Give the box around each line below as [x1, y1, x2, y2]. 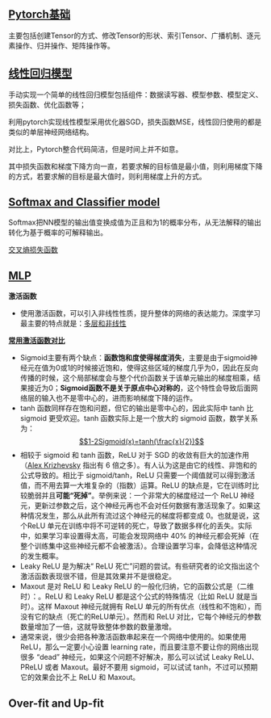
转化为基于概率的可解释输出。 [8, 228, 107, 237]
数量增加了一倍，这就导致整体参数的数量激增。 [19, 622, 176, 632]
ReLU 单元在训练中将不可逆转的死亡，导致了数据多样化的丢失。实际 [27, 521, 252, 531]
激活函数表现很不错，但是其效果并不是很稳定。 [19, 572, 176, 582]
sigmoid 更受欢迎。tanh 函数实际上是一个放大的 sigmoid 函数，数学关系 [19, 414, 258, 423]
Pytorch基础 [8, 7, 71, 22]
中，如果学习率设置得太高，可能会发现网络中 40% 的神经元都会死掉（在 [19, 531, 260, 541]
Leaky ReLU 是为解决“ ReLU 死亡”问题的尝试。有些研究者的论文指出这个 [19, 561, 261, 571]
